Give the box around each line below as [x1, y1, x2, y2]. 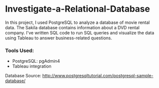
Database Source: [5, 73, 42, 79]
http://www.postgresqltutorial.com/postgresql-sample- [42, 73, 154, 79]
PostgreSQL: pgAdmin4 [12, 58, 60, 64]
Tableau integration [12, 63, 52, 69]
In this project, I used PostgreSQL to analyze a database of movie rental [5, 19, 150, 25]
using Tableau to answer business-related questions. [5, 35, 112, 41]
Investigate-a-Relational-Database [5, 3, 150, 15]
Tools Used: [5, 47, 34, 54]
